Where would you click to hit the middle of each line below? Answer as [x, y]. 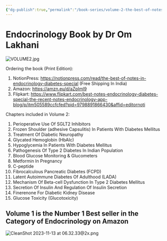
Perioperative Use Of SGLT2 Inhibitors [52, 124]
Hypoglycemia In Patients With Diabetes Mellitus [62, 145]
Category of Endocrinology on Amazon [67, 221]
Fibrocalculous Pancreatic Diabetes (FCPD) [57, 171]
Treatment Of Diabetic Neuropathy [48, 134]
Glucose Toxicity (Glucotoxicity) [45, 198]
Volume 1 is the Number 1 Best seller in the [72, 213]
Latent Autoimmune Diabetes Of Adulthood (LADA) [65, 177]
